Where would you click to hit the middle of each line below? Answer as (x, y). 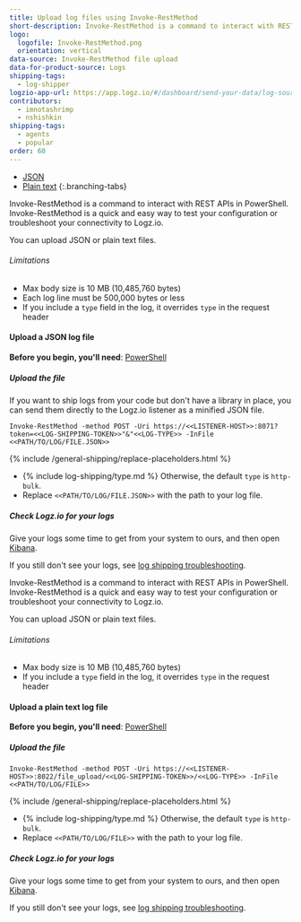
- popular (35, 143)
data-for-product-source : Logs (68, 68)
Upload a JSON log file (52, 337)
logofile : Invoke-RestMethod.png (80, 43)
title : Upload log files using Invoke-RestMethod (104, 17)
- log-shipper (43, 84)
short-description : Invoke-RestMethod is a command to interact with (142, 26)
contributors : (36, 101)
